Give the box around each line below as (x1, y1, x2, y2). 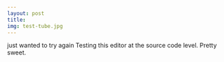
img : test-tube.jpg (7, 22, 63, 29)
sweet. (7, 48, 26, 57)
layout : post (7, 10, 45, 17)
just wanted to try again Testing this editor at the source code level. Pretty (7, 42, 217, 50)
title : (7, 16, 26, 23)
